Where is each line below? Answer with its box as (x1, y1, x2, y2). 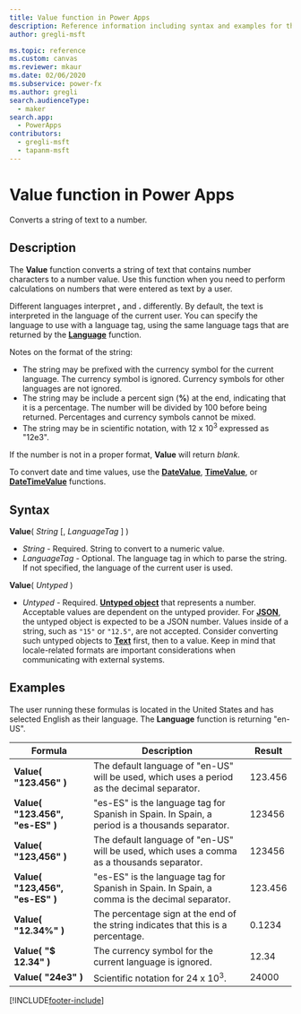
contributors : (9, 129, 63, 139)
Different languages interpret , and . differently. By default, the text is (9, 300, 264, 311)
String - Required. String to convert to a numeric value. (21, 543, 226, 554)
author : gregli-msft (9, 30, 87, 39)
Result (254, 744, 283, 757)
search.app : (9, 113, 54, 122)
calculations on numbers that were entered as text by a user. (9, 283, 233, 294)
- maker (17, 104, 47, 113)
